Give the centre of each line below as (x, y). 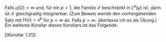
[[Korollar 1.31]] (20, 35)
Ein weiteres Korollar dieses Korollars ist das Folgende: (61, 25)
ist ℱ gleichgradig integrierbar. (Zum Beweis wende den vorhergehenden (80, 13)
